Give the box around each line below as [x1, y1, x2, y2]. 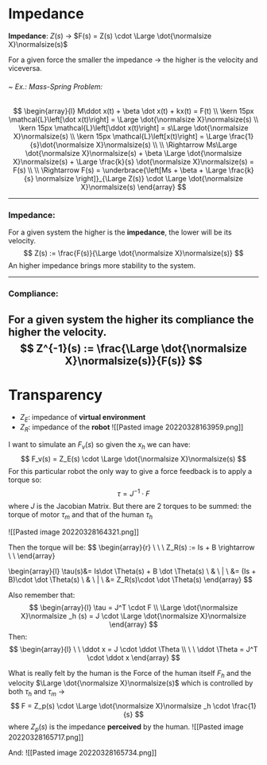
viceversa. [8, 63, 42, 72]
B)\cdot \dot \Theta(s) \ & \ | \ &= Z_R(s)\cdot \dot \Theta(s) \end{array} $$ [8, 574, 253, 584]
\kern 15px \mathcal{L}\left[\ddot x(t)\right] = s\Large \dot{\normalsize [18, 123, 249, 133]
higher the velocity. [8, 325, 107, 339]
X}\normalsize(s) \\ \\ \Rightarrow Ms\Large [95, 140, 238, 150]
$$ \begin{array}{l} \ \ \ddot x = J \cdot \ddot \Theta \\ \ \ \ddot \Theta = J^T [9, 644, 258, 654]
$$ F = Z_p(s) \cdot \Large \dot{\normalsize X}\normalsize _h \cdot [10, 701, 230, 711]
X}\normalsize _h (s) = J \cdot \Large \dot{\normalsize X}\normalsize [21, 611, 246, 620]
